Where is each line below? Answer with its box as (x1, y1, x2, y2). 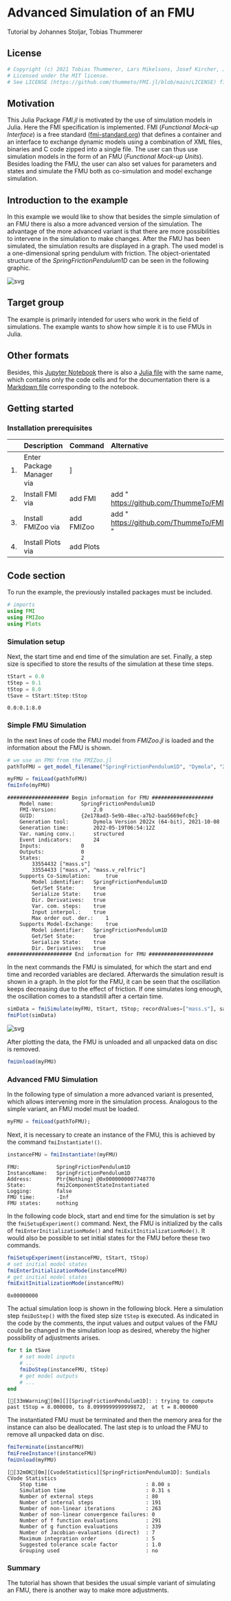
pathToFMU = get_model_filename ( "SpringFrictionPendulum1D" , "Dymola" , (7, 763, 217, 770)
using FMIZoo (7, 614, 45, 621)
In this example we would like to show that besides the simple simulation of (7, 213, 220, 221)
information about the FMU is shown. (7, 743, 112, 751)
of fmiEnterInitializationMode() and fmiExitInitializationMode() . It (7, 1226, 206, 1234)
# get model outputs (19, 1373, 78, 1379)
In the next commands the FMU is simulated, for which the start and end (7, 963, 212, 971)
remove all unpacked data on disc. (7, 1430, 104, 1439)
